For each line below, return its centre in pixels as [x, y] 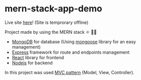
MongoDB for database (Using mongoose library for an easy [74, 41]
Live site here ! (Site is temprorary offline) [47, 22]
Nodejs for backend [32, 63]
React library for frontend [38, 57]
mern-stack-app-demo [54, 9]
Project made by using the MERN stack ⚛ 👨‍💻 [51, 32]
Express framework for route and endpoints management [71, 52]
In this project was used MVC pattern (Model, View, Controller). [70, 72]
